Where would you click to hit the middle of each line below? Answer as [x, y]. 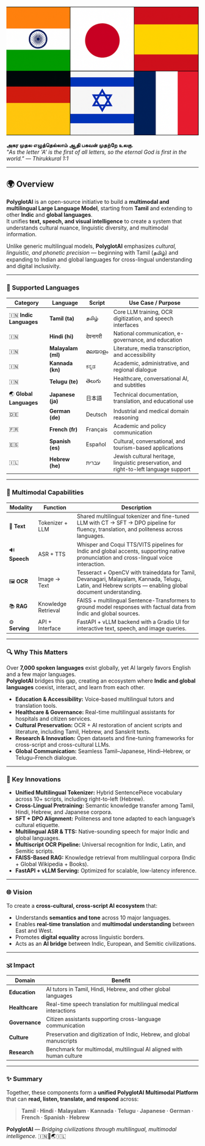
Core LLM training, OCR [143, 312]
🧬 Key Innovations [34, 779]
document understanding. [110, 592]
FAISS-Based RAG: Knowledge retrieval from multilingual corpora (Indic [106, 858]
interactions [61, 1011]
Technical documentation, [146, 395]
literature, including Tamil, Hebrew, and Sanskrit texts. [83, 732]
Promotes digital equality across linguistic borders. [80, 937]
